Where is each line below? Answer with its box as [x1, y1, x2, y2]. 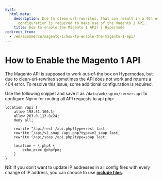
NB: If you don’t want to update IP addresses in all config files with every [5, 164, 150, 170]
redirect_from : [5, 30, 36, 34]
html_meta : [9, 12, 32, 16]
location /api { [5, 105, 38, 110]
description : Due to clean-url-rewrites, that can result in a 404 [14, 16, 153, 21]
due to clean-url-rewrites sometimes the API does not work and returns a [5, 76, 151, 82]
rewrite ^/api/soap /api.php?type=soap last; [14, 135, 108, 139]
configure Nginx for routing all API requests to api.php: [5, 95, 114, 102]
